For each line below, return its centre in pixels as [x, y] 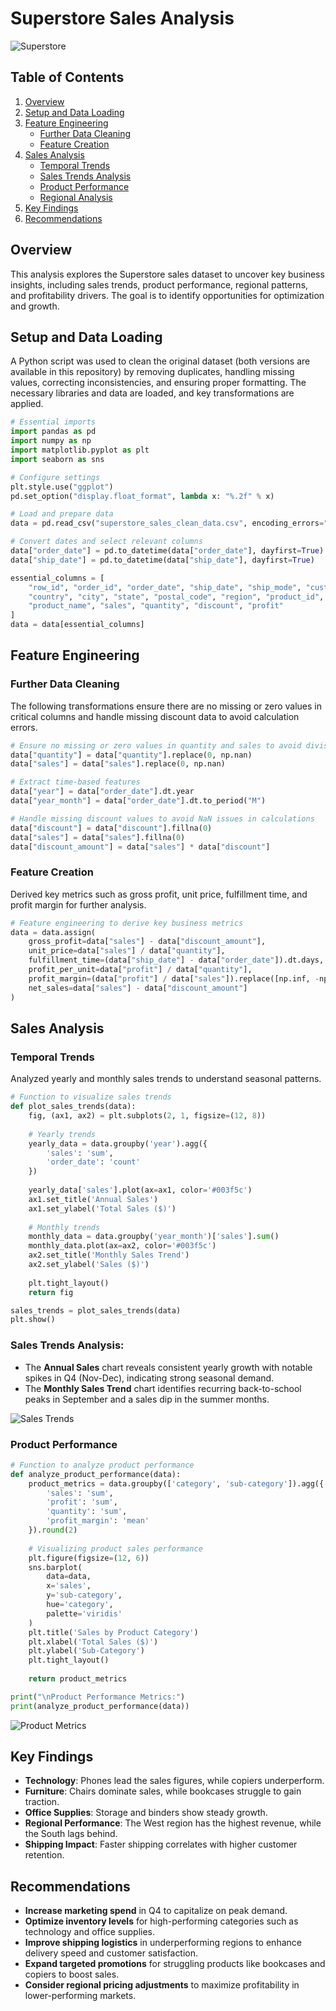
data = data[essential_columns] [77, 625]
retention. [44, 1855]
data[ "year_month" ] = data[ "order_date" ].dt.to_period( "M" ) [138, 801]
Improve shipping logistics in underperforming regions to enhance [163, 1943]
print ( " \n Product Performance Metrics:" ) [98, 1697]
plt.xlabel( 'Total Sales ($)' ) [93, 1642]
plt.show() [33, 1320]
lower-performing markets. [80, 1996]
